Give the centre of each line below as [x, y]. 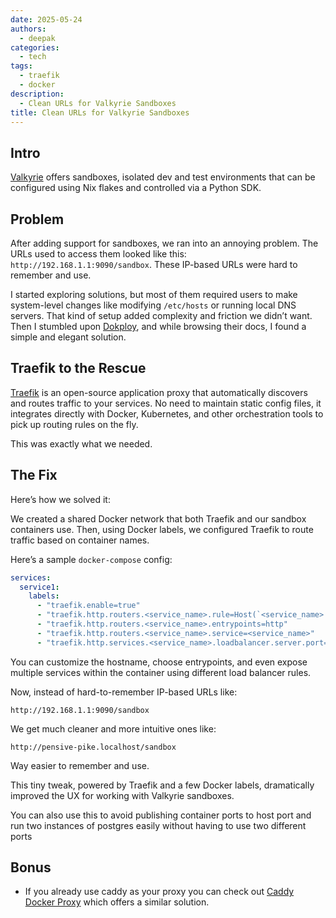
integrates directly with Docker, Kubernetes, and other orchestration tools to [167, 413]
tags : [21, 66]
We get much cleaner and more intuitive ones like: [113, 728]
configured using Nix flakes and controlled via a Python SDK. [136, 188]
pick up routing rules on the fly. [74, 424]
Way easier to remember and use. [80, 765]
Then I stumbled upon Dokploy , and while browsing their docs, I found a [158, 326]
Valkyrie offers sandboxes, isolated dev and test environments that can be [163, 177]
